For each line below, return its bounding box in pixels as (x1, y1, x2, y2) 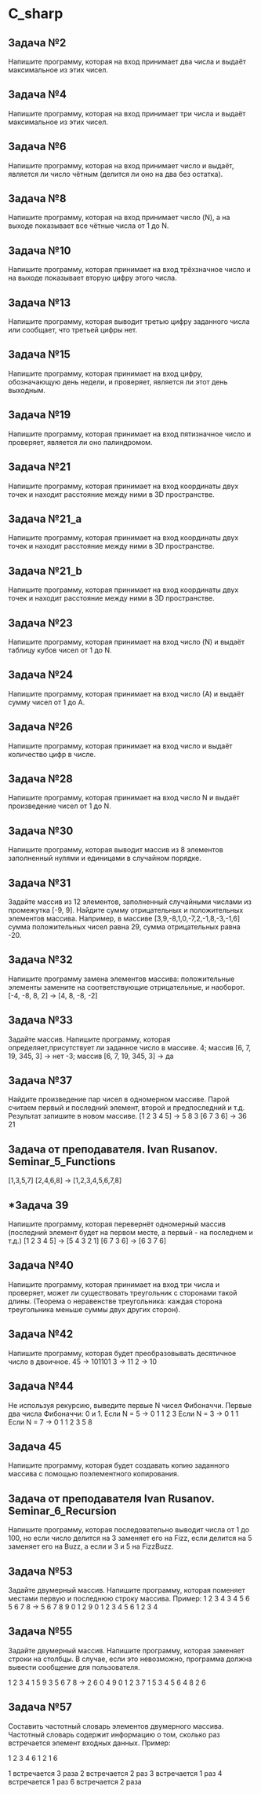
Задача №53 (8, 1564, 73, 1578)
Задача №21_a (8, 512, 82, 525)
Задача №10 (8, 244, 71, 257)
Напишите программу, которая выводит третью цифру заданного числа (8, 317, 250, 326)
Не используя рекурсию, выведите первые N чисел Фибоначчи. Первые (8, 1400, 252, 1410)
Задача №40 (8, 1259, 74, 1272)
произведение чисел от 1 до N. (8, 801, 111, 811)
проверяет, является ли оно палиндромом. (8, 437, 153, 447)
